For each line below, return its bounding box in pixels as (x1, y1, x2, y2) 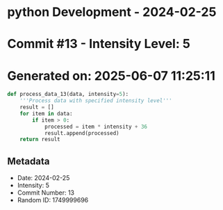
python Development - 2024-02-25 (7, 4, 217, 20)
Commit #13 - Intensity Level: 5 (7, 36, 191, 52)
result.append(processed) (44, 129, 119, 136)
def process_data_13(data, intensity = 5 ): (7, 91, 129, 98)
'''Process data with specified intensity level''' (19, 97, 172, 104)
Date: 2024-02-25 (17, 174, 70, 182)
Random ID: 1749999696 (17, 196, 89, 204)
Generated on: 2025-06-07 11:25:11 (7, 67, 215, 83)
